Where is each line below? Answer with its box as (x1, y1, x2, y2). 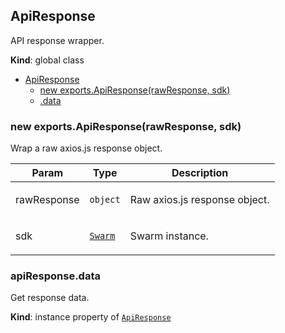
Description (171, 166, 229, 180)
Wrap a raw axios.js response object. (10, 142, 163, 154)
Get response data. (10, 292, 90, 304)
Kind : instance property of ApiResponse (10, 311, 172, 323)
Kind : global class (10, 54, 85, 66)
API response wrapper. (10, 34, 105, 46)
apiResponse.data (10, 269, 101, 283)
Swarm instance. (129, 229, 209, 243)
